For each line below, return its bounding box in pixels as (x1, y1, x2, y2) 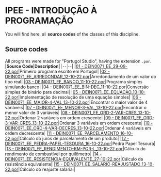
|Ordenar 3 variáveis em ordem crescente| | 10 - (58, 120, 153, 126)
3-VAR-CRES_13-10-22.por (5, 120, 58, 126)
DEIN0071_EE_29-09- (84, 63, 128, 69)
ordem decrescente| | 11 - (5, 130, 55, 136)
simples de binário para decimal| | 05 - (5, 89, 81, 95)
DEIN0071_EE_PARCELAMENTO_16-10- (55, 130, 133, 136)
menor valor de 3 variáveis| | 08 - (5, 110, 71, 115)
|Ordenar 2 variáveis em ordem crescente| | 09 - (18, 114, 114, 121)
